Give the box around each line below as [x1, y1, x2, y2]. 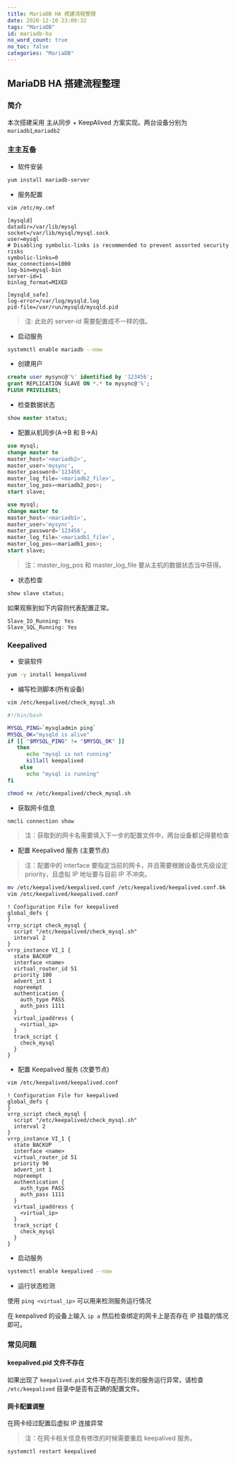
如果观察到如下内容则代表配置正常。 [7, 603, 113, 612]
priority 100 [13, 972, 52, 979]
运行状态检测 [17, 1281, 55, 1290]
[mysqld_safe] [7, 291, 49, 298]
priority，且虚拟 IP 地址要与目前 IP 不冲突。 [24, 870, 151, 878]
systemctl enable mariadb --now [7, 346, 102, 353]
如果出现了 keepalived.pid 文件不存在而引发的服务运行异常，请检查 [7, 1376, 204, 1384]
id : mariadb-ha [7, 30, 52, 37]
